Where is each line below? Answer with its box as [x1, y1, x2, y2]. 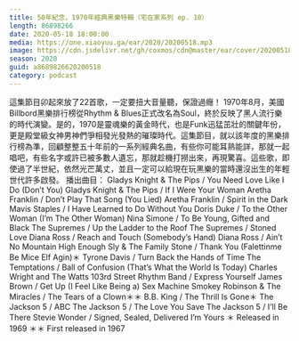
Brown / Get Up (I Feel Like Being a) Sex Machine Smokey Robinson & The [9, 280, 281, 291]
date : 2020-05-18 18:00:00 [9, 29, 109, 38]
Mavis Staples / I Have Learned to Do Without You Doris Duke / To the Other [9, 203, 287, 214]
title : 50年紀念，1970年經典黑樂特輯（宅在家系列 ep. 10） [9, 12, 209, 22]
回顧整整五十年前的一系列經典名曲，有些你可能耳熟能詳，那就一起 [47, 141, 290, 151]
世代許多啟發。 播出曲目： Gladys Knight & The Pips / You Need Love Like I [9, 175, 285, 185]
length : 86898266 [9, 21, 74, 30]
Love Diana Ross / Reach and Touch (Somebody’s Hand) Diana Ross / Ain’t [9, 231, 283, 242]
